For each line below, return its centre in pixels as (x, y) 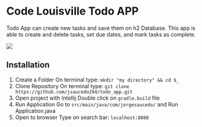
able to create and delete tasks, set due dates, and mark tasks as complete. (101, 34)
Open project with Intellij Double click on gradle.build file (87, 98)
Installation (28, 65)
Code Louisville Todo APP (72, 11)
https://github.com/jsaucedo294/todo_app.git (74, 92)
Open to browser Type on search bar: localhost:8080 (82, 117)
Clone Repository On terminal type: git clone (72, 86)
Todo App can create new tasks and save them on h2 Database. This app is (101, 28)
